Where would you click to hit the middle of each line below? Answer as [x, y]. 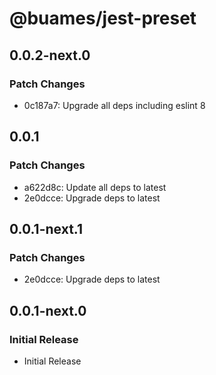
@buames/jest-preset [103, 18]
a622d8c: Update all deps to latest [95, 187]
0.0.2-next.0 [50, 55]
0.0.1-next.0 [48, 310]
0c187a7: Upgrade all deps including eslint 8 [114, 105]
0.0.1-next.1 [46, 228]
